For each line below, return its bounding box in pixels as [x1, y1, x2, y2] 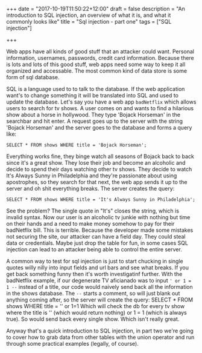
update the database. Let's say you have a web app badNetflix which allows [6, 98, 197, 105]
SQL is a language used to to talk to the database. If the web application [6, 85, 185, 93]
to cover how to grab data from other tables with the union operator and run [6, 334, 195, 341]
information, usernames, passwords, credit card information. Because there [6, 54, 194, 61]
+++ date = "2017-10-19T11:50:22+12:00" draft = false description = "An [6, 5, 185, 12]
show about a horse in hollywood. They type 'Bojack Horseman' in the [6, 111, 181, 118]
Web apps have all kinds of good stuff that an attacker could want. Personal [6, 48, 195, 55]
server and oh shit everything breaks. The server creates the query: [6, 185, 175, 192]
